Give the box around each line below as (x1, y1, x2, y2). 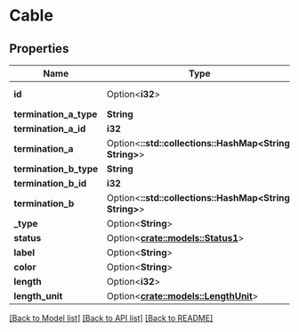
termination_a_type (13, 108, 98, 120)
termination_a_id (13, 122, 86, 135)
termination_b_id (13, 178, 87, 189)
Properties (9, 41, 69, 56)
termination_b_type (13, 162, 99, 175)
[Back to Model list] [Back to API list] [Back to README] (9, 313, 214, 323)
